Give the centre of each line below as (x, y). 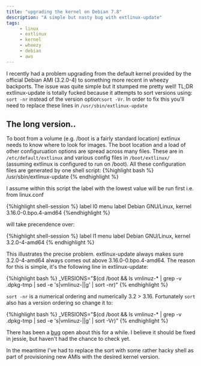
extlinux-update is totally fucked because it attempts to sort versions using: (99, 92)
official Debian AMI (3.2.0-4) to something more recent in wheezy (88, 80)
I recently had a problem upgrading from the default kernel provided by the (99, 73)
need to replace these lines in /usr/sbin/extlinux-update (77, 105)
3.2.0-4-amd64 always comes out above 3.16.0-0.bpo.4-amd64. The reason (101, 260)
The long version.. (41, 124)
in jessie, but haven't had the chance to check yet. (68, 339)
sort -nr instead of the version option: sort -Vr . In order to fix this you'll (95, 99)
